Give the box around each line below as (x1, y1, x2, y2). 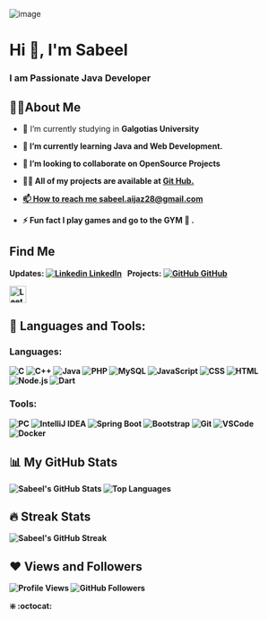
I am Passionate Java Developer (9, 72, 151, 84)
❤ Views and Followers (9, 559, 143, 574)
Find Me (9, 244, 56, 259)
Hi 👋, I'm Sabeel (9, 40, 128, 60)
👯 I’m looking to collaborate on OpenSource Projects (22, 158, 221, 169)
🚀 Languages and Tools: (9, 318, 146, 334)
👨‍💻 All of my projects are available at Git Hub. (22, 175, 195, 186)
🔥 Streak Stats (9, 509, 91, 524)
